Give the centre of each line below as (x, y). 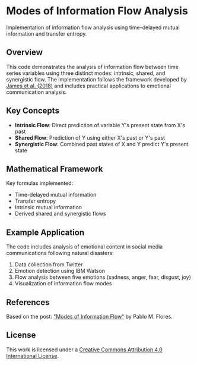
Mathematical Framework (55, 169)
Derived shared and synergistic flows (60, 214)
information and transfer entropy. (47, 33)
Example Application (45, 232)
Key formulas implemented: (40, 183)
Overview (25, 53)
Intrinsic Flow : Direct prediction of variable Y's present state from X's (100, 125)
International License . (33, 355)
